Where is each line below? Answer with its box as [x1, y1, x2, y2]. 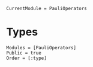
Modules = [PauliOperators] [6, 44, 77, 50]
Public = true [6, 50, 42, 56]
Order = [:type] [6, 55, 47, 61]
